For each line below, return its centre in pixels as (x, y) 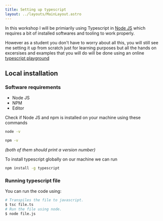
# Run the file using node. (34, 209)
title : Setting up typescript (36, 9)
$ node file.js (20, 214)
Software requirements (33, 87)
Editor (18, 108)
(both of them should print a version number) (50, 149)
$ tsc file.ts (19, 204)
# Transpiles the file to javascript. (44, 200)
